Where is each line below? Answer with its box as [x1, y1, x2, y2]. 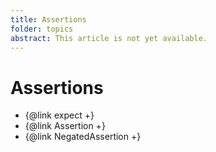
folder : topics [10, 24, 74, 34]
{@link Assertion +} [24, 120, 106, 132]
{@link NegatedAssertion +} [24, 131, 142, 143]
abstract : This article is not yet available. [10, 33, 208, 43]
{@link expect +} [24, 109, 95, 121]
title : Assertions [10, 14, 87, 25]
